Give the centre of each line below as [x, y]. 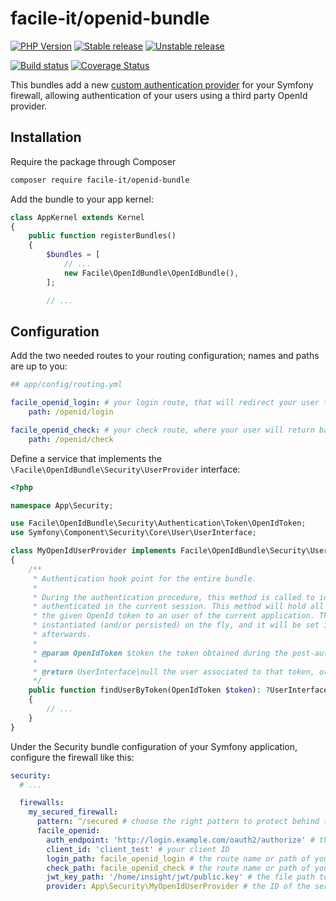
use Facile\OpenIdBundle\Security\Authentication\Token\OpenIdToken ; [158, 523]
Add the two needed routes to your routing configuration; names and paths [165, 356]
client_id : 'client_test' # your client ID [138, 849]
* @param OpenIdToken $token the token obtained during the [160, 653]
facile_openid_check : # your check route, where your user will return [162, 430]
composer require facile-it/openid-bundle [100, 180]
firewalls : [42, 803]
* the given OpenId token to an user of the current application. [173, 616]
